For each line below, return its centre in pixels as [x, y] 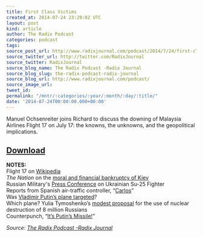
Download [26, 150]
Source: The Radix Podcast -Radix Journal [60, 228]
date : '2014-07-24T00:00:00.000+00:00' [56, 101]
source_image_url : [29, 85]
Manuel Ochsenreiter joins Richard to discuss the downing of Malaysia [94, 119]
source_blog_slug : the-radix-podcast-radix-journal [72, 74]
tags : [13, 46]
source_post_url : [28, 51]
